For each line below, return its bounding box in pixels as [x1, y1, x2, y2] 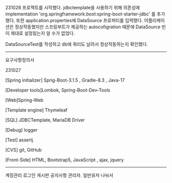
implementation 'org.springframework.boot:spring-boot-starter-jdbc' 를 [5, 11, 156, 17]
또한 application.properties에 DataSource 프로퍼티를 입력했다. [16, 17, 143, 23]
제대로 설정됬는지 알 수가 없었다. [10, 30, 75, 36]
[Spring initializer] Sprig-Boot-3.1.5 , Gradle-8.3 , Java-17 [5, 77, 125, 83]
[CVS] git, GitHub [5, 147, 42, 153]
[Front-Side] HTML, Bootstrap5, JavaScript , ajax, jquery [5, 157, 124, 163]
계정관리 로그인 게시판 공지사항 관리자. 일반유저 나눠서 [5, 172, 114, 178]
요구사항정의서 [5, 57, 35, 63]
